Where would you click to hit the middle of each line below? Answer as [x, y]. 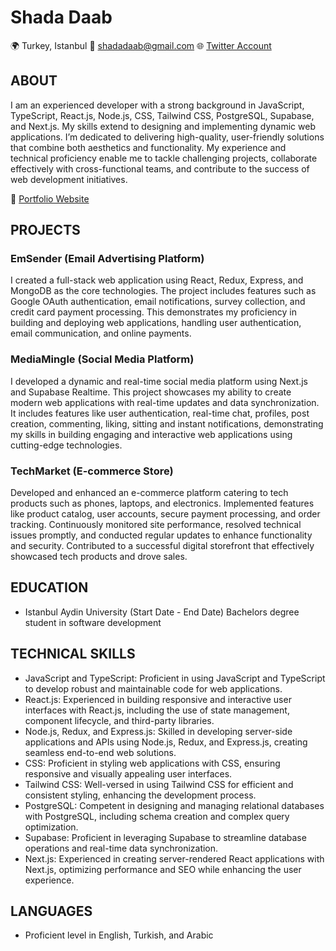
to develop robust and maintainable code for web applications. [153, 688]
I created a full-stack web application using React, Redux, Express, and [157, 280]
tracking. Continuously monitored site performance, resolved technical [156, 525]
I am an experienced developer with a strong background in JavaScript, [157, 105]
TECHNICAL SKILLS [73, 654]
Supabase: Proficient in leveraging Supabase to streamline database [165, 837]
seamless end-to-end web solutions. [100, 752]
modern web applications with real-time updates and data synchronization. [165, 402]
